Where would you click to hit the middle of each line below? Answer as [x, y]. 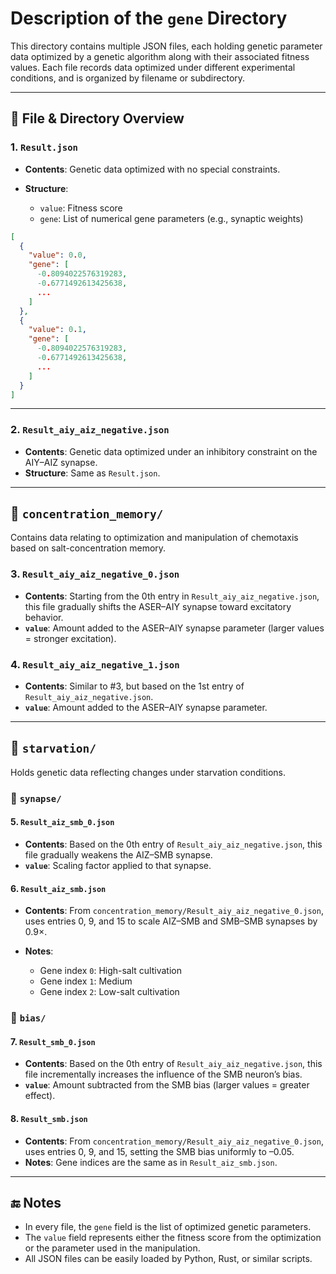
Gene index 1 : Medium [86, 981]
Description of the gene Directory [149, 18]
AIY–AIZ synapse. [61, 462]
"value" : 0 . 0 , [57, 255]
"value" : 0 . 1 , [57, 330]
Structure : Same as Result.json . [92, 473]
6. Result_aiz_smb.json [58, 888]
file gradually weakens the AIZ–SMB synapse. [118, 855]
